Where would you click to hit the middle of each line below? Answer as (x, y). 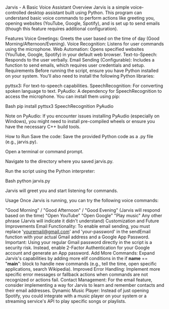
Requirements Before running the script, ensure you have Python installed (82, 71)
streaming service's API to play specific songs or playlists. (66, 301)
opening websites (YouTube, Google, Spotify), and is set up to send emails (82, 23)
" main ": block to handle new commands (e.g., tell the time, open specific (81, 264)
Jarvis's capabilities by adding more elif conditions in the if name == (76, 258)
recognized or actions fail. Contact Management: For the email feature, (79, 280)
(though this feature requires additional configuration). (62, 29)
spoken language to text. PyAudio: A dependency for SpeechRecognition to (84, 91)
